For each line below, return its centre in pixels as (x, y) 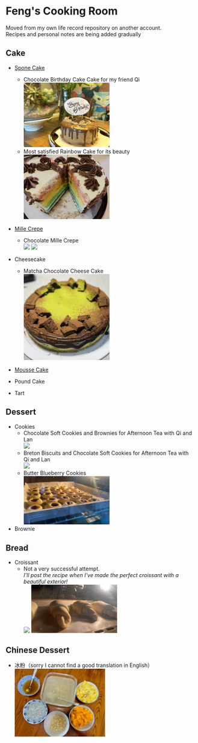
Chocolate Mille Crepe (51, 240)
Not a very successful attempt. (61, 569)
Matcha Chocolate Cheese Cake (63, 271)
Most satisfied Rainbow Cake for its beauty (76, 151)
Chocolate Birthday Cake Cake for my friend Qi (81, 79)
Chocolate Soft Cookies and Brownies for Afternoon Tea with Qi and (107, 433)
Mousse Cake (31, 370)
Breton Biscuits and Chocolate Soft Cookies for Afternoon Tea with (106, 453)
